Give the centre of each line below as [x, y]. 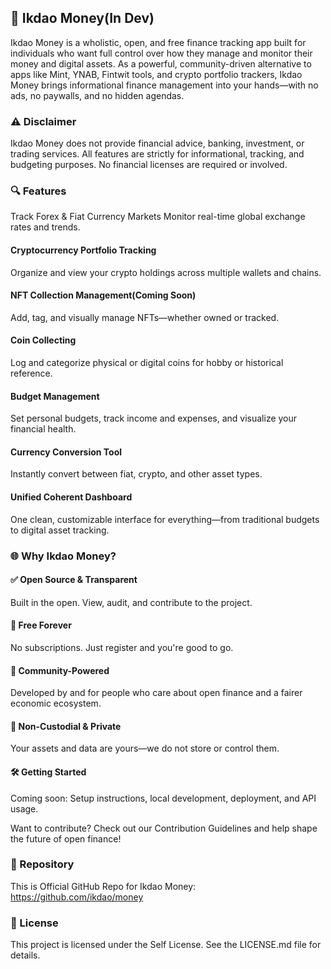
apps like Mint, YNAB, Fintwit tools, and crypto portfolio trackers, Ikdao [156, 74]
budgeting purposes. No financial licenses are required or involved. [149, 165]
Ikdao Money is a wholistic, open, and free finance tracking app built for [158, 42]
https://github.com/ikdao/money [77, 897]
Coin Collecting [43, 340]
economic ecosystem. [56, 703]
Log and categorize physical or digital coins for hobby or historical [147, 363]
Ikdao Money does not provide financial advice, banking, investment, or [157, 143]
